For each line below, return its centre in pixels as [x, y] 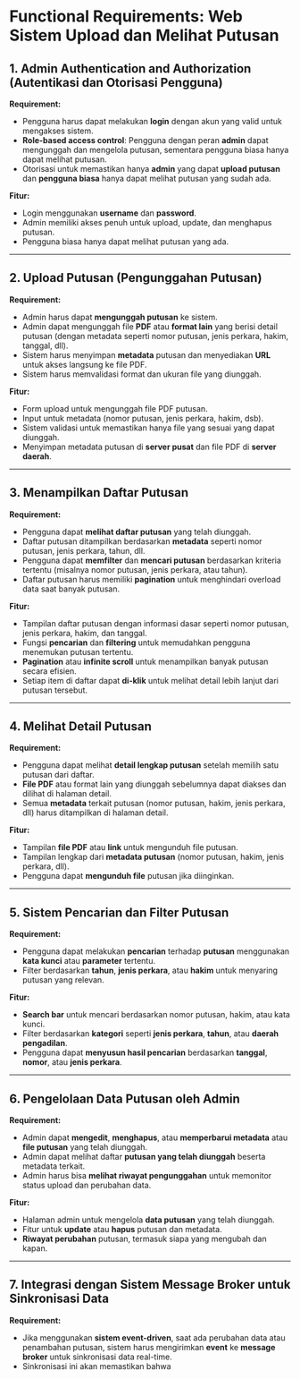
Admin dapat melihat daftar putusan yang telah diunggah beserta [144, 1157]
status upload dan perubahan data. [87, 1185]
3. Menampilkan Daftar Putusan [99, 493]
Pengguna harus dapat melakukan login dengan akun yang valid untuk [152, 121]
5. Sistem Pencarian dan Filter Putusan [119, 912]
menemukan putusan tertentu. [78, 651]
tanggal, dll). [45, 345]
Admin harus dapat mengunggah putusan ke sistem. [120, 317]
